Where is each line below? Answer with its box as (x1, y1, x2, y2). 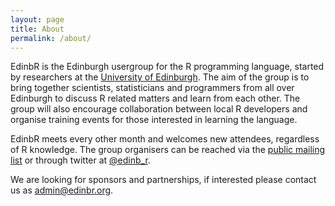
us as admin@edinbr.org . (10, 184, 114, 196)
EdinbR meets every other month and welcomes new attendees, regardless (10, 133, 320, 145)
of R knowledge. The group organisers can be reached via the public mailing (10, 144, 326, 156)
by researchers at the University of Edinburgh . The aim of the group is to (10, 71, 310, 83)
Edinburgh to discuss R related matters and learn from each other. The (10, 92, 301, 105)
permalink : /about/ (10, 33, 92, 43)
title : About (10, 24, 65, 34)
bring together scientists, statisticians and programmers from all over (10, 82, 295, 94)
